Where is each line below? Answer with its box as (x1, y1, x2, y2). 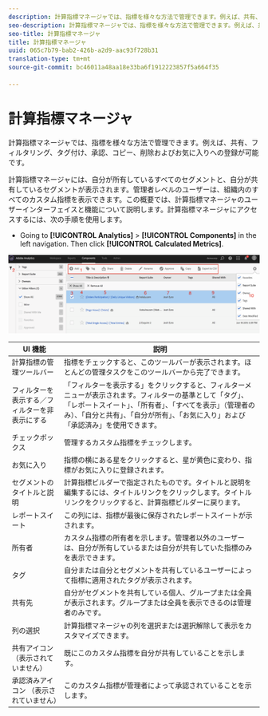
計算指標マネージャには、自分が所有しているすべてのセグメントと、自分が (8, 174, 251, 184)
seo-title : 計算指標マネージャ (8, 30, 101, 38)
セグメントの (11, 477, 54, 487)
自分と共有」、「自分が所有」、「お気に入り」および (85, 409, 246, 419)
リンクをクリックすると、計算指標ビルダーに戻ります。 (63, 497, 245, 507)
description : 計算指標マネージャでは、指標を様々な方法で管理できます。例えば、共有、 (8, 13, 262, 21)
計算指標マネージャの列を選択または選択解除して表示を (63, 620, 246, 630)
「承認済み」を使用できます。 (63, 420, 162, 429)
